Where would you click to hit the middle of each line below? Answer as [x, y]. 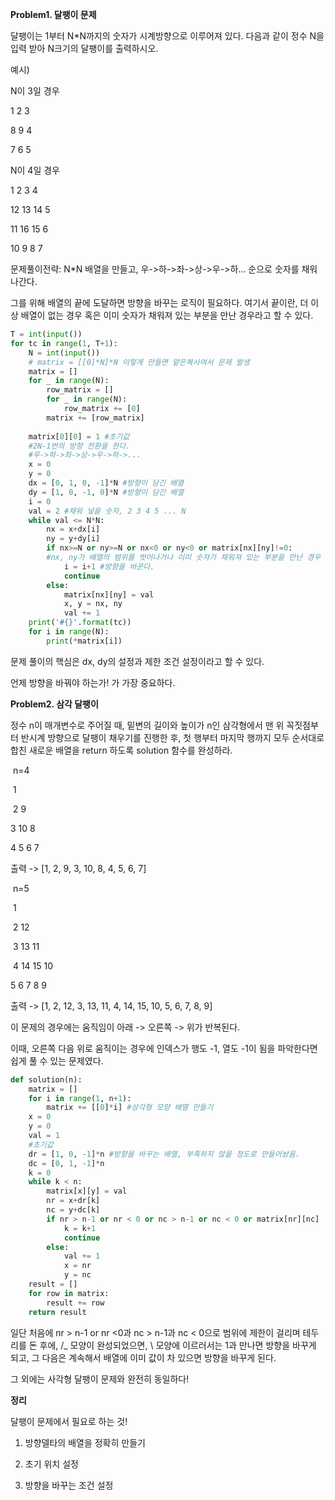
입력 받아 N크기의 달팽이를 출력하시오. [84, 48]
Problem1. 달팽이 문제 [53, 14]
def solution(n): [46, 1079]
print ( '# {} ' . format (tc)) [80, 623]
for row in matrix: [69, 1293]
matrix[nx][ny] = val [109, 594]
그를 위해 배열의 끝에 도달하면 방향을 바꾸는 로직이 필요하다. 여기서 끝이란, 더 [159, 302]
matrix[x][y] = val [87, 1191]
